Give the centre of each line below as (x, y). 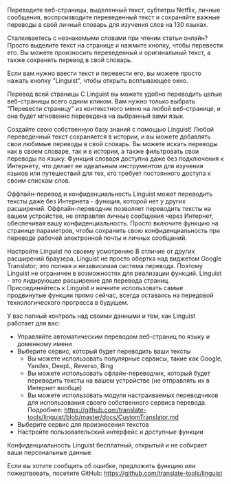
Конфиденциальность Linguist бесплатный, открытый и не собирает (107, 445)
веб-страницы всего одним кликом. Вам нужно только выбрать (101, 101)
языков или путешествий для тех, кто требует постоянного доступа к (109, 173)
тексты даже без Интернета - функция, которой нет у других (97, 201)
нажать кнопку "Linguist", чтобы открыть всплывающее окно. (98, 81)
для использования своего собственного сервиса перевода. (117, 402)
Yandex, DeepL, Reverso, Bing (70, 366)
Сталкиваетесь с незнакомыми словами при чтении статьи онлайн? (108, 38)
